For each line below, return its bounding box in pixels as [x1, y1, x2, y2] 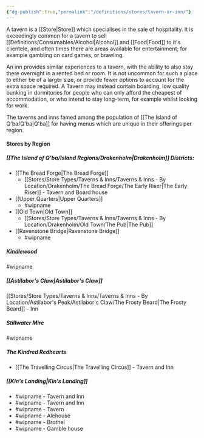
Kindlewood [6, 248, 38, 255]
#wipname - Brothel [15, 419, 65, 426]
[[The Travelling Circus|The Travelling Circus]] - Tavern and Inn [15, 363, 174, 371]
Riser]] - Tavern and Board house [24, 189, 108, 196]
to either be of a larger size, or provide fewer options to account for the [6, 76, 185, 83]
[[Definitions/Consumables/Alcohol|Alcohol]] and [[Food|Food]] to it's [6, 38, 181, 45]
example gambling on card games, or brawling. [6, 51, 124, 58]
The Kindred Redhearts [6, 348, 67, 355]
